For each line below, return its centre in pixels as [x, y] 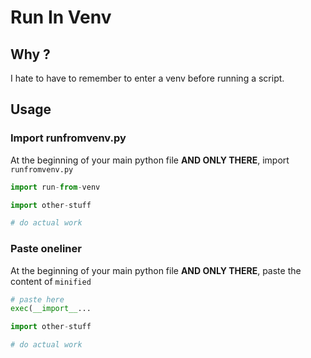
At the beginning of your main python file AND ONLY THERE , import [150, 160]
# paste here [37, 299]
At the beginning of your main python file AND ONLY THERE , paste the [156, 270]
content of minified [51, 281]
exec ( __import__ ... [51, 309]
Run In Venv [61, 17]
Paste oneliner [46, 249]
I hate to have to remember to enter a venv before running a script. [147, 78]
